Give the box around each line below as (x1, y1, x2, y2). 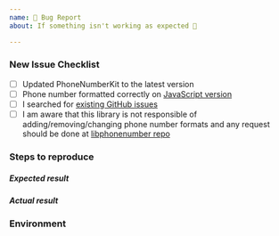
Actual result (9, 195, 59, 206)
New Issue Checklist (9, 59, 100, 71)
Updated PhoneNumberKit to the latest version (21, 78, 194, 89)
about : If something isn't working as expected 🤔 (9, 21, 198, 30)
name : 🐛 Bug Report (9, 12, 82, 22)
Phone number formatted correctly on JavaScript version (21, 88, 233, 99)
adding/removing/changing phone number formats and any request (21, 119, 270, 130)
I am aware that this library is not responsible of (21, 109, 198, 119)
